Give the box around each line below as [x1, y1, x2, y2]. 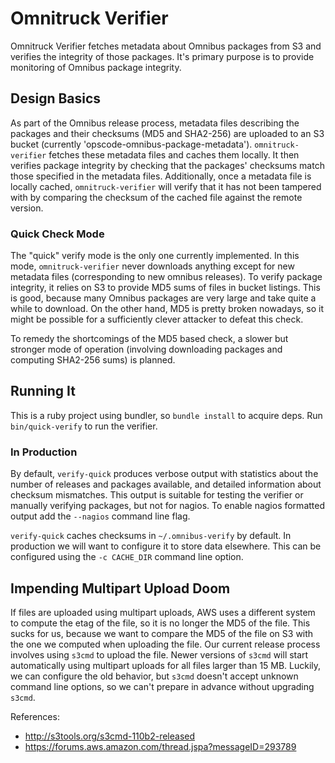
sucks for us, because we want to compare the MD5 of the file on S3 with [10, 627, 314, 639]
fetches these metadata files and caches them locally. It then [48, 148, 300, 161]
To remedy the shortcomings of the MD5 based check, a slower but [10, 333, 289, 345]
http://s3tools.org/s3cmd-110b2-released [24, 730, 196, 742]
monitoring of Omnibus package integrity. [10, 61, 182, 73]
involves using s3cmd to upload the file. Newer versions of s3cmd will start [10, 648, 309, 661]
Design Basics [10, 90, 102, 107]
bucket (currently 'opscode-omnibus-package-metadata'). [10, 138, 253, 150]
